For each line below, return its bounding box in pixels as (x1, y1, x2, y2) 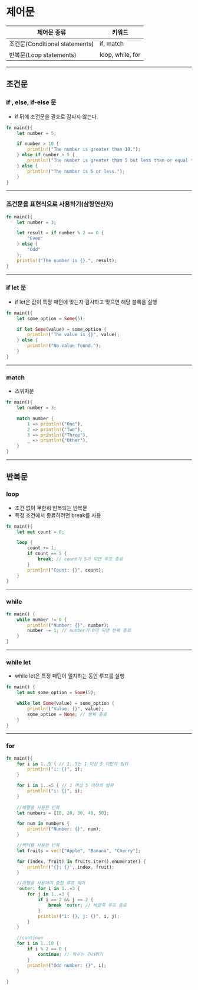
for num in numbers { (16, 821, 70, 827)
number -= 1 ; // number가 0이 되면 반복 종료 (27, 628, 131, 634)
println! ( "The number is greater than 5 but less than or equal (27, 157, 189, 163)
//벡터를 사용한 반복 (16, 843, 60, 849)
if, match (99, 39, 124, 47)
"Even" (27, 236, 44, 241)
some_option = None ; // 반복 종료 (27, 711, 107, 717)
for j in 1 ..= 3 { (27, 891, 70, 897)
